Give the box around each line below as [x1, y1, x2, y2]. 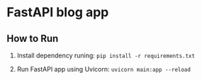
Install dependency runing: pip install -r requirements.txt [16, 51, 196, 59]
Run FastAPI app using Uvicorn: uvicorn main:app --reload [16, 65, 191, 73]
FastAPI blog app [6, 4, 109, 21]
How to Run [6, 33, 59, 45]
